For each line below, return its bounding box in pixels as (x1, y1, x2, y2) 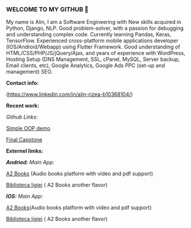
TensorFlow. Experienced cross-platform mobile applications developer (6, 37, 179, 44)
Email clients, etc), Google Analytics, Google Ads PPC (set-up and (6, 62, 165, 69)
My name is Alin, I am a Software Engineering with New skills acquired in (6, 19, 182, 26)
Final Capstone (6, 136, 43, 143)
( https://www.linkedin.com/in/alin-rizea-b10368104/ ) (6, 91, 133, 98)
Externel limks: (6, 147, 44, 154)
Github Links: (6, 113, 38, 120)
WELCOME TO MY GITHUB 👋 (6, 5, 89, 13)
